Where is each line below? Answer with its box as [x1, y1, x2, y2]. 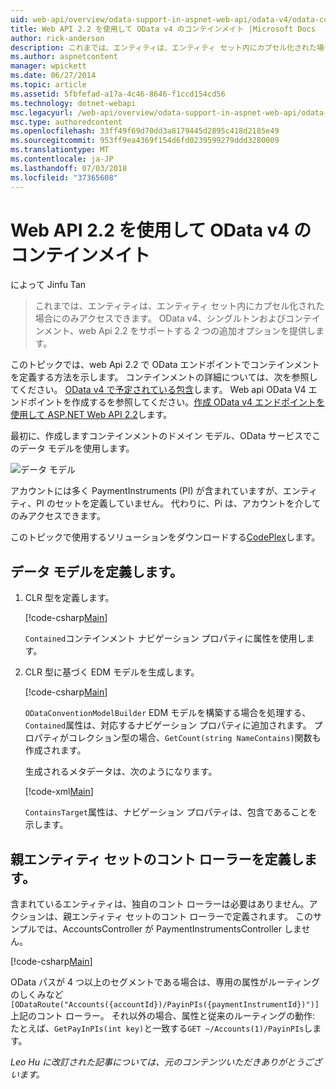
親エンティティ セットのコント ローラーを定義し [10, 851, 305, 868]
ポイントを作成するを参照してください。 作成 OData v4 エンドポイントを [27, 396, 326, 408]
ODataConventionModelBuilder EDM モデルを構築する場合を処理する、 [24, 707, 312, 719]
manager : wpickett [10, 61, 87, 71]
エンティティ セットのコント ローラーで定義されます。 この [71, 911, 313, 923]
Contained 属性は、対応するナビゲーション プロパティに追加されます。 [24, 719, 312, 731]
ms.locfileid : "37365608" [10, 172, 118, 183]
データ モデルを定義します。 [10, 563, 183, 580]
